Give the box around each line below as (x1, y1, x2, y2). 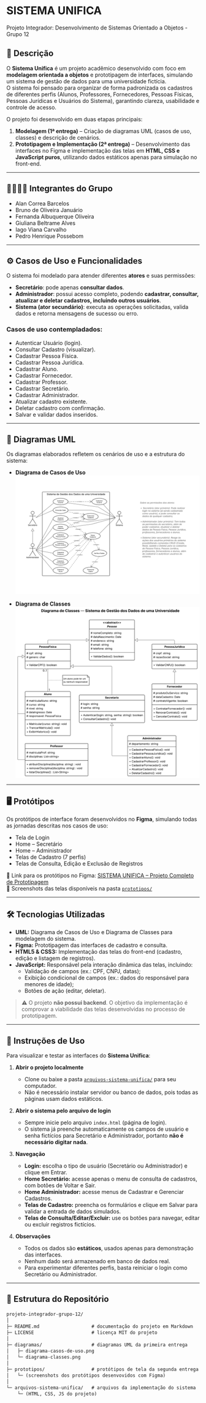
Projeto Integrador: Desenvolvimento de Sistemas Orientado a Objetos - (6, 24, 188, 31)
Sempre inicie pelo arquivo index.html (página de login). (24, 1119, 167, 1126)
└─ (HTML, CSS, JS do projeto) (17, 1391, 97, 1397)
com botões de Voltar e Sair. (24, 1181, 96, 1189)
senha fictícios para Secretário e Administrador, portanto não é (24, 1131, 184, 1139)
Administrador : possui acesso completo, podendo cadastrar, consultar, (15, 291, 199, 298)
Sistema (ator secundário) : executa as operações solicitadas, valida (15, 303, 189, 311)
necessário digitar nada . (24, 1138, 88, 1146)
